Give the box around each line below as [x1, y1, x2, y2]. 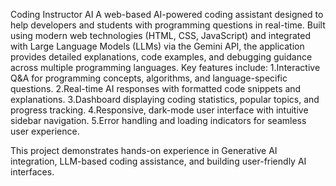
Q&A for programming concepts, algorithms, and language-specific [10, 72, 288, 84]
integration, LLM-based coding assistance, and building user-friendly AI [10, 155, 307, 167]
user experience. [10, 125, 80, 137]
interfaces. [10, 166, 55, 178]
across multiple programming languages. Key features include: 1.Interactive [10, 62, 321, 73]
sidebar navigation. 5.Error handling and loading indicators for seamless [10, 115, 307, 126]
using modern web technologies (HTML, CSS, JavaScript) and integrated [10, 30, 311, 41]
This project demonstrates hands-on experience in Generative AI [10, 145, 278, 156]
